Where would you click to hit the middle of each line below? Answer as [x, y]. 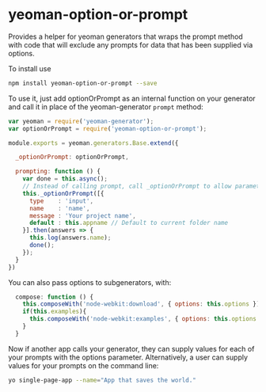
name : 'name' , [59, 208]
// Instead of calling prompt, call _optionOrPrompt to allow [127, 186]
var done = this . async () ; [65, 179]
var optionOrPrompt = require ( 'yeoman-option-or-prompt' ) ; [108, 128]
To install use [30, 68]
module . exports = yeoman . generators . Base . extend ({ [93, 143]
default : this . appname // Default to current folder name [128, 223]
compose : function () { [54, 297]
